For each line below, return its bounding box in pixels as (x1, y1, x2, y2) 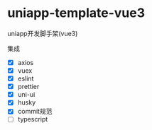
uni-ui (17, 90, 36, 99)
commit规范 (17, 107, 53, 116)
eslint (17, 74, 34, 83)
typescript (17, 115, 48, 124)
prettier (17, 83, 40, 91)
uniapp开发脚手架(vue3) (7, 29, 78, 37)
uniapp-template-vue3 (7, 5, 146, 21)
